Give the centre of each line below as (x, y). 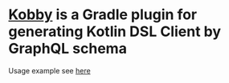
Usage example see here (49, 70)
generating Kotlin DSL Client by (115, 32)
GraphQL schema (67, 49)
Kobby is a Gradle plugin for (103, 15)
